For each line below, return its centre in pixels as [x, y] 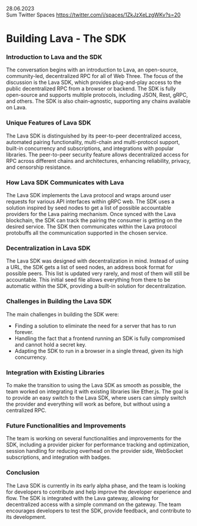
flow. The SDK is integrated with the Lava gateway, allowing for [82, 498]
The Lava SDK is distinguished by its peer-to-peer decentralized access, [94, 136]
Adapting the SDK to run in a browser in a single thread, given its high [99, 351]
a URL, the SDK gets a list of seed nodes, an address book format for [90, 267]
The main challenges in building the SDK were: [63, 314]
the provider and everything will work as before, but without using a [88, 404]
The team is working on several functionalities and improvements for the [94, 439]
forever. [24, 332]
